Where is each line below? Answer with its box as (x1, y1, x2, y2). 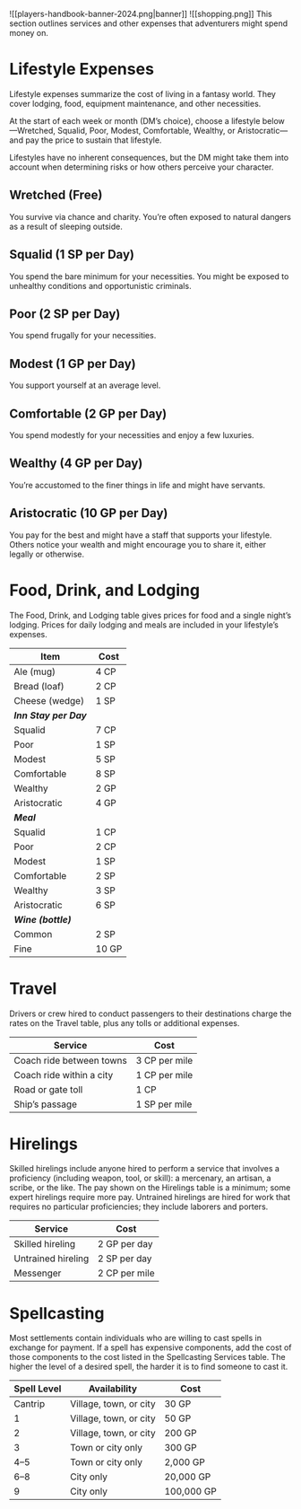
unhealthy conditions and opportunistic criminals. (9, 280, 192, 291)
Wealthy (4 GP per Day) (9, 456, 143, 471)
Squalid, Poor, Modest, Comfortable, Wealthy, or (56, 125, 236, 136)
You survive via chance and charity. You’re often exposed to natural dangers (9, 211, 291, 222)
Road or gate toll (13, 1083, 83, 1095)
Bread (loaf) (13, 680, 64, 692)
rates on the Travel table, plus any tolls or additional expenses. (9, 1017, 240, 1028)
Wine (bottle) (13, 913, 72, 926)
